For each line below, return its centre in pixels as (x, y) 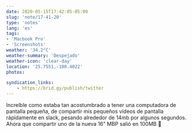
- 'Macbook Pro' (26, 39)
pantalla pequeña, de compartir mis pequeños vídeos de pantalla (85, 111)
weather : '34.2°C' (29, 50)
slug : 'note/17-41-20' (34, 17)
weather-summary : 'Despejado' (43, 56)
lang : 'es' (19, 28)
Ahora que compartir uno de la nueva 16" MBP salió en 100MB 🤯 (84, 124)
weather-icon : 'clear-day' (39, 61)
